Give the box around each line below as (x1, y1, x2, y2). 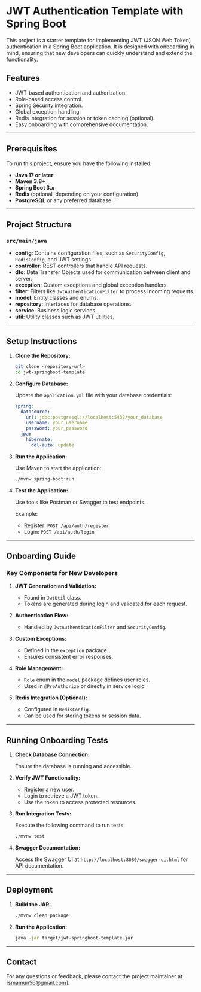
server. (14, 275, 33, 282)
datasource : (20, 409, 50, 415)
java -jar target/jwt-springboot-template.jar (14, 935, 133, 941)
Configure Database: (14, 380, 69, 387)
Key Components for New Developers (6, 569, 118, 577)
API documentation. (14, 862, 64, 869)
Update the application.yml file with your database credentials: (14, 391, 172, 398)
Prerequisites (6, 144, 57, 154)
